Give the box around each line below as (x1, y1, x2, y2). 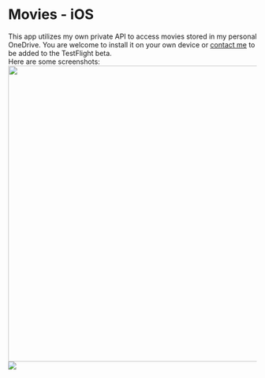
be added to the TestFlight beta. (8, 48, 112, 58)
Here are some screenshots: (8, 57, 100, 66)
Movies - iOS (8, 6, 95, 24)
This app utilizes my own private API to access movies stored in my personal (8, 32, 257, 41)
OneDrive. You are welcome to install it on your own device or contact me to (8, 39, 256, 49)
